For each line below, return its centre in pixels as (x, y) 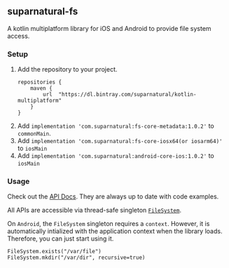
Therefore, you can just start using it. (61, 239)
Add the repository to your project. (67, 69)
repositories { (40, 82)
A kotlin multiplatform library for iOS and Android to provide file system (109, 28)
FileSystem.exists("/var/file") (54, 252)
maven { (41, 88)
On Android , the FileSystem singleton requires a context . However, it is (109, 224)
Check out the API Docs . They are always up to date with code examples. (113, 196)
